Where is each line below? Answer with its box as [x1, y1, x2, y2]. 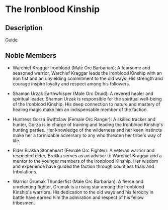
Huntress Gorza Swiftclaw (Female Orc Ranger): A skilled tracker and [12, 116, 156, 122]
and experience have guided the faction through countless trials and [12, 163, 154, 169]
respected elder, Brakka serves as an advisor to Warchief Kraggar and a [12, 152, 162, 159]
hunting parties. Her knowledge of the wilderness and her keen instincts [12, 127, 162, 133]
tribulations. [12, 168, 38, 174]
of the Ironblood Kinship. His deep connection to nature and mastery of [12, 101, 160, 107]
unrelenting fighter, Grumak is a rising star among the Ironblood [12, 183, 144, 189]
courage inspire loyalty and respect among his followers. [12, 80, 130, 86]
